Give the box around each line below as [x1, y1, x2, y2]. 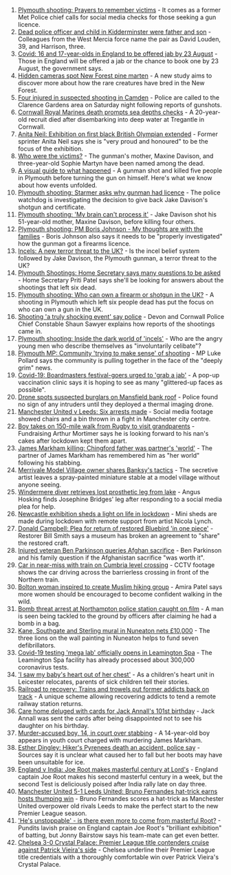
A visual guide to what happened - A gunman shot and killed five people [17, 166, 223, 175]
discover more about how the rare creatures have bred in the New [17, 79, 205, 87]
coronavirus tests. [17, 663, 69, 671]
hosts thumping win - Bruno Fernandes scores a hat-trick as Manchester [17, 795, 224, 803]
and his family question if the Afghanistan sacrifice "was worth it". [17, 553, 205, 562]
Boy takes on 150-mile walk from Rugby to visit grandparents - [17, 422, 195, 430]
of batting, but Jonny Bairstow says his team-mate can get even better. [17, 831, 219, 839]
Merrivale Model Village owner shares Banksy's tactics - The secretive [17, 466, 219, 474]
